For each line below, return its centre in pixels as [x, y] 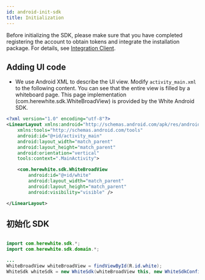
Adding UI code [36, 67]
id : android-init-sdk [34, 12]
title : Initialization [35, 18]
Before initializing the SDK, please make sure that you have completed [95, 35]
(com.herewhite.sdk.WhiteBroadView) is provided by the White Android [105, 101]
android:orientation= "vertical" [58, 153]
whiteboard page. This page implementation [71, 95]
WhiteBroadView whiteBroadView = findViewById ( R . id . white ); [85, 266]
